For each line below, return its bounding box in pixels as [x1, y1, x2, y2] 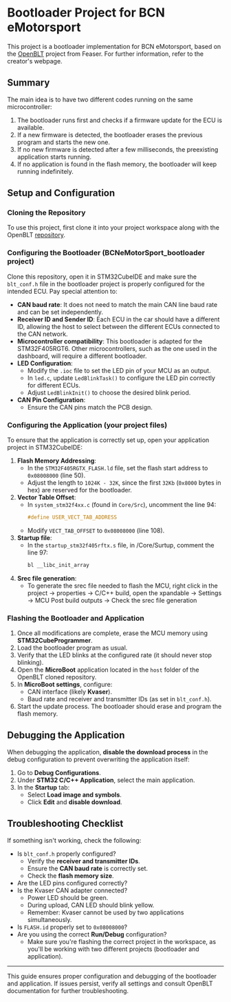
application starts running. [16, 152, 91, 161]
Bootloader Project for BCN [7, 5, 165, 21]
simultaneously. [27, 915, 72, 923]
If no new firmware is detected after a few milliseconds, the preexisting [16, 145, 219, 153]
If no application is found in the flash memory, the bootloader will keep [16, 160, 217, 168]
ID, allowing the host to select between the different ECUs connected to [16, 322, 220, 330]
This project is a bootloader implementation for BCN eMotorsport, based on [7, 42, 221, 50]
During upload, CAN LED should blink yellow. [27, 901, 155, 909]
